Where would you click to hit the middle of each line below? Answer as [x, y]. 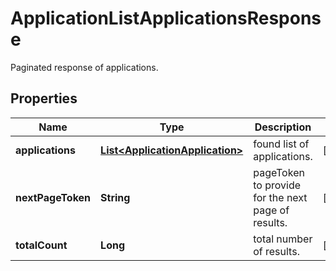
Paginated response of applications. [84, 67]
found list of [281, 144]
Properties [44, 98]
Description [283, 127]
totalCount [41, 245]
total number [283, 239]
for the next [280, 197]
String [115, 197]
